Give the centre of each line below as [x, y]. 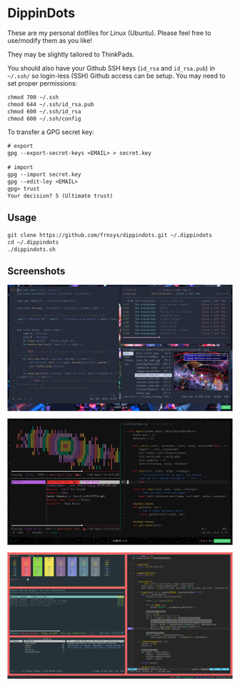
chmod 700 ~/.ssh [33, 97]
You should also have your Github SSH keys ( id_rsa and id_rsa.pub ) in [111, 68]
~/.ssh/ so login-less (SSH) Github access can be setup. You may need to [116, 76]
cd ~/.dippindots [33, 242]
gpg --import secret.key [44, 174]
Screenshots [36, 272]
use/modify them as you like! [50, 40]
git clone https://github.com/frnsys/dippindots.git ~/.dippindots [110, 235]
